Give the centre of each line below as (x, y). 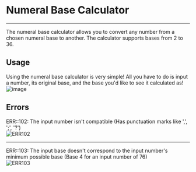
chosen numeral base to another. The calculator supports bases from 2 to (95, 38)
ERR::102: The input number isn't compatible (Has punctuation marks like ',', (97, 121)
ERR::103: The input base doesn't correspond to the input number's (87, 150)
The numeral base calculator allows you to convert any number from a (90, 31)
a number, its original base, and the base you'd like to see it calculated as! (95, 83)
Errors (17, 108)
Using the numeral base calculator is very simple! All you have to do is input (97, 76)
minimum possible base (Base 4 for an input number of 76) (77, 157)
